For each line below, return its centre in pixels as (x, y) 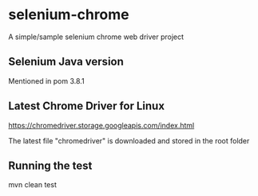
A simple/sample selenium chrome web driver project (96, 37)
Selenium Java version (66, 62)
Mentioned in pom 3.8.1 (47, 80)
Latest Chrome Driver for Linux (87, 106)
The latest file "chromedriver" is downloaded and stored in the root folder (129, 140)
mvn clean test (33, 185)
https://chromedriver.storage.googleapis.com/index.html (101, 125)
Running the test (50, 165)
